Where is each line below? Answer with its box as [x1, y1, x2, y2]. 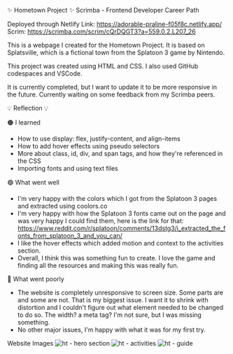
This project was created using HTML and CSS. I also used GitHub [7, 62, 199, 70]
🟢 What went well [7, 178, 59, 186]
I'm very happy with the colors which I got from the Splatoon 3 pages [17, 194, 218, 202]
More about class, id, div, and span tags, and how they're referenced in [17, 150, 223, 157]
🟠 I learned [7, 118, 41, 127]
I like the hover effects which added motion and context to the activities [17, 239, 224, 247]
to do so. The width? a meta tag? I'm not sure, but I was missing [17, 311, 202, 319]
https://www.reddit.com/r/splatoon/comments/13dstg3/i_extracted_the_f [17, 224, 226, 232]
